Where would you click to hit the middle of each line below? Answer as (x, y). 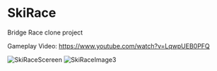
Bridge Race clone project (45, 32)
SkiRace (32, 13)
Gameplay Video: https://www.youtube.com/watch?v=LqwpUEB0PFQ (108, 46)
